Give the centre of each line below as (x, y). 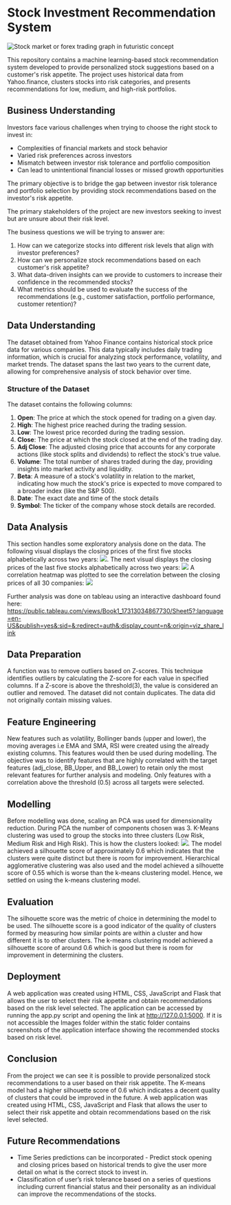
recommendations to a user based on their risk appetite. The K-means (106, 1082)
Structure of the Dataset (48, 389)
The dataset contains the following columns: (70, 404)
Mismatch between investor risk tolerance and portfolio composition (114, 163)
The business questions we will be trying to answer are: (86, 231)
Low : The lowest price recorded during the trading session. (101, 432)
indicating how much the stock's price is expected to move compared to (119, 483)
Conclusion (32, 1059)
